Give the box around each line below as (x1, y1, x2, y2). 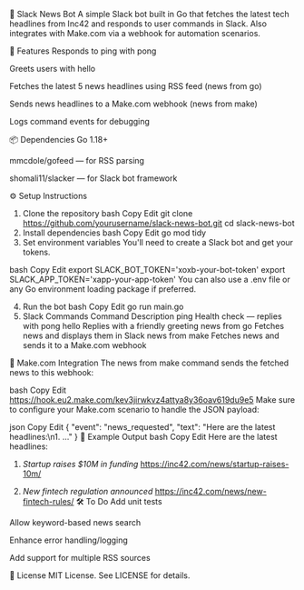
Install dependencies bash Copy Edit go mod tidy (22, 227, 207, 238)
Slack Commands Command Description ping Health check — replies (22, 311, 283, 322)
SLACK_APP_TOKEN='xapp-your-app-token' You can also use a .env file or (9, 274, 290, 285)
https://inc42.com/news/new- (154, 486, 268, 496)
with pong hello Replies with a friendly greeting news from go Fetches (22, 321, 284, 331)
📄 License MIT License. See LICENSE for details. (9, 570, 191, 581)
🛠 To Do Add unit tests (75, 496, 162, 506)
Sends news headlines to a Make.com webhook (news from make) (9, 98, 259, 109)
